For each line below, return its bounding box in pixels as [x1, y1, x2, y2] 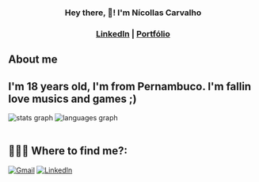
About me [8, 53, 58, 66]
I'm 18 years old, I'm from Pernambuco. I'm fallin [8, 79, 252, 93]
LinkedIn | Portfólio [96, 28, 170, 39]
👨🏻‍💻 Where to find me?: [8, 144, 128, 157]
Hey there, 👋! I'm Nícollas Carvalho [64, 7, 202, 18]
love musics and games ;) [8, 92, 137, 105]
